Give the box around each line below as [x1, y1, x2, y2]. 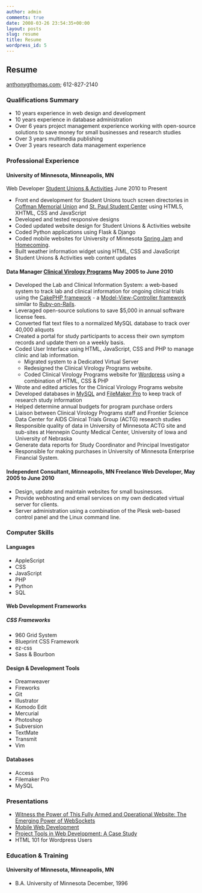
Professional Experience [6, 156, 79, 164]
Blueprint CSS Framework [14, 638, 79, 645]
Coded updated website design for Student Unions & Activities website [14, 222, 191, 230]
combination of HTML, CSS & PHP [23, 377, 109, 384]
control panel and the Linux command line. [14, 513, 121, 521]
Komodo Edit [14, 703, 47, 711]
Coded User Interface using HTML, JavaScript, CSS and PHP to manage [14, 345, 194, 352]
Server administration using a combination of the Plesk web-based [14, 507, 180, 514]
